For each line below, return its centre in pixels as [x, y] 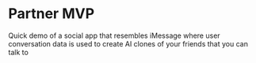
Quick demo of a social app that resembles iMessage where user [114, 35]
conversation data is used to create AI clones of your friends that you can [128, 43]
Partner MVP [52, 14]
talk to [19, 52]
